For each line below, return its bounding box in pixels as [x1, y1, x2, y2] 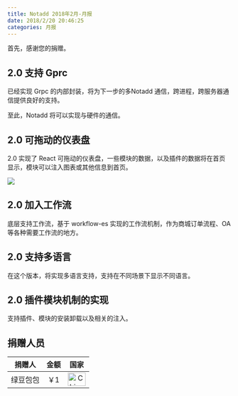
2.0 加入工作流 [7, 199, 72, 211]
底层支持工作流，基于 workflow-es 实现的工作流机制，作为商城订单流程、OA [7, 219, 231, 228]
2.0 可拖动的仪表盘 [7, 134, 90, 146]
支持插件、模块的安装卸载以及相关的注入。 [7, 314, 132, 323]
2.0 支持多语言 [7, 251, 72, 263]
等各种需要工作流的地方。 [7, 228, 82, 237]
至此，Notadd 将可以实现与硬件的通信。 [7, 111, 124, 119]
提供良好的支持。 [13, 96, 64, 105]
